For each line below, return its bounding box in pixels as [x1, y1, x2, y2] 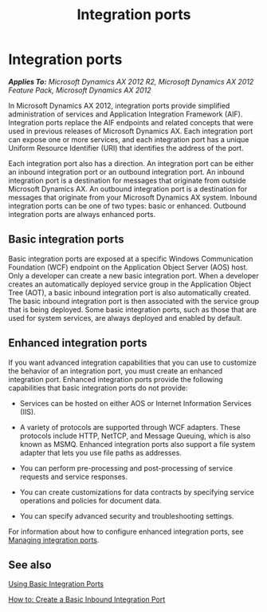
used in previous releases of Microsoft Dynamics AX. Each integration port [8, 126, 253, 136]
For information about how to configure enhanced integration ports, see [8, 527, 244, 536]
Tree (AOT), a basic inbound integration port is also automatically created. [8, 287, 251, 297]
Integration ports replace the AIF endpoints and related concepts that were [8, 117, 253, 127]
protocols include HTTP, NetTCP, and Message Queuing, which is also [19, 431, 251, 440]
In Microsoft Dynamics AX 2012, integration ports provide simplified [8, 101, 230, 110]
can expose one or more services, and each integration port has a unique [8, 134, 249, 144]
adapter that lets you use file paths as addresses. [19, 448, 182, 457]
